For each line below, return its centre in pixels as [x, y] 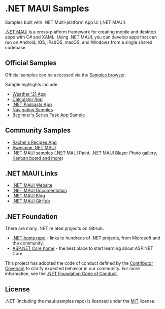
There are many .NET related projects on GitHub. [55, 228]
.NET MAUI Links [32, 173]
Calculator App [27, 99]
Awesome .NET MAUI [34, 147]
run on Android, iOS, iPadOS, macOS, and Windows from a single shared [79, 42]
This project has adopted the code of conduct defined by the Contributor [79, 263]
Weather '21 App [29, 94]
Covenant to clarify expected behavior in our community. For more [73, 269]
